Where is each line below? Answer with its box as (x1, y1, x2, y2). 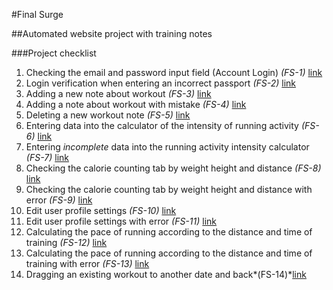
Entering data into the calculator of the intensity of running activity (25, 120, 299, 131)
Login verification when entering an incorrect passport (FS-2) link (25, 77, 297, 89)
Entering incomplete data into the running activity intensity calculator (25, 141, 310, 153)
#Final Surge (11, 9, 64, 20)
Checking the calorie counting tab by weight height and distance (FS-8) (25, 162, 322, 174)
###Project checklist (11, 47, 97, 59)
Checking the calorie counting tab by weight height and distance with (25, 184, 313, 195)
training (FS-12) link (25, 237, 108, 248)
